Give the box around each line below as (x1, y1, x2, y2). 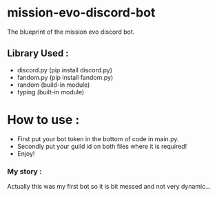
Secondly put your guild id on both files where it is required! (17, 142, 187, 150)
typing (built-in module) (17, 87, 85, 96)
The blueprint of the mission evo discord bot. (7, 28, 135, 36)
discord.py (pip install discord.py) (17, 65, 112, 74)
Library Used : (7, 48, 69, 59)
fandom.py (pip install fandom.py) (17, 73, 114, 81)
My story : (7, 167, 43, 176)
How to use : (7, 112, 80, 127)
